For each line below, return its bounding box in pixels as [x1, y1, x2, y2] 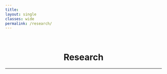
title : [5, 7, 19, 12]
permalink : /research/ [5, 21, 52, 26]
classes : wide [5, 16, 35, 21]
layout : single [5, 12, 37, 17]
